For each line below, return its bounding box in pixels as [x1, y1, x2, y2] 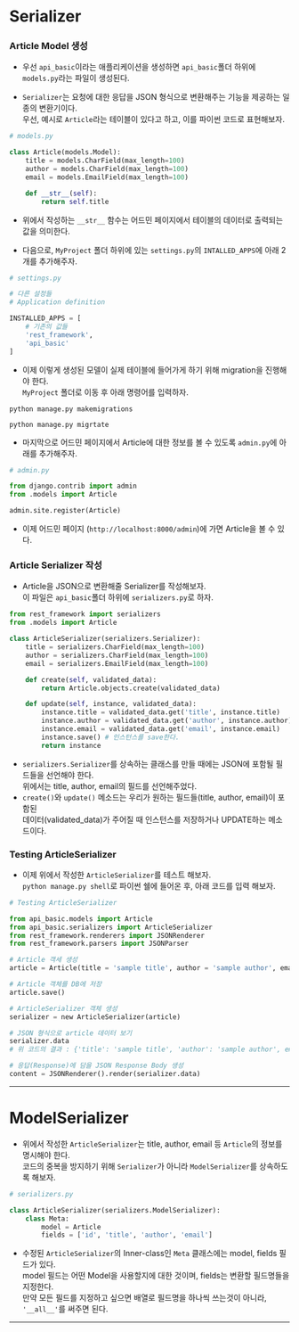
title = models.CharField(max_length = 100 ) [25, 156, 185, 166]
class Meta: [25, 1214, 69, 1223]
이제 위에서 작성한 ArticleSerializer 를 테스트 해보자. [21, 869, 212, 880]
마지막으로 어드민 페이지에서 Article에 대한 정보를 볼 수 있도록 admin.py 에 [21, 437, 278, 448]
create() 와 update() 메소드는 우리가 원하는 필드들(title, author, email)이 [21, 792, 276, 802]
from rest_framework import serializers [9, 610, 162, 619]
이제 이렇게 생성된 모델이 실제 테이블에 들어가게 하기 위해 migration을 [21, 364, 264, 375]
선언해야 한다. [45, 769, 94, 780]
